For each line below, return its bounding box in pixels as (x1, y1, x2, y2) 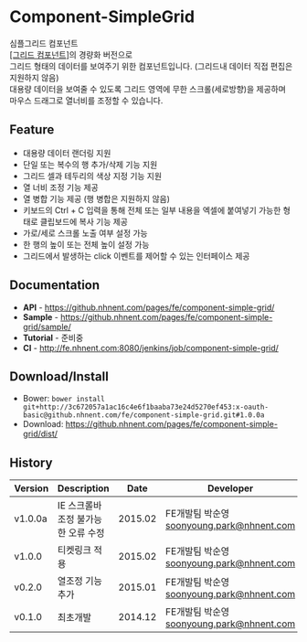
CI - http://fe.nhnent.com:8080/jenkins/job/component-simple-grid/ (22, 342, 279, 353)
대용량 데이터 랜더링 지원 (22, 147, 111, 158)
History (9, 455, 53, 470)
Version (14, 482, 49, 495)
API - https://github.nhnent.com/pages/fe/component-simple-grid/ (22, 302, 275, 313)
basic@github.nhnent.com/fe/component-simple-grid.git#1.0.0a (22, 411, 265, 420)
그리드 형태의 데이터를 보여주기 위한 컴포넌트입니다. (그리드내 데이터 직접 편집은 (9, 60, 293, 71)
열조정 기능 (58, 574, 102, 587)
